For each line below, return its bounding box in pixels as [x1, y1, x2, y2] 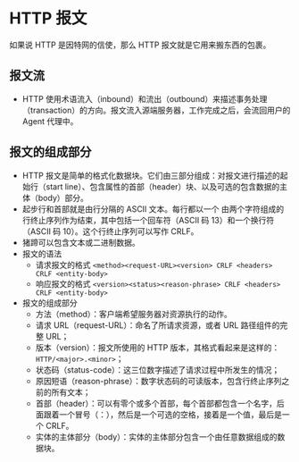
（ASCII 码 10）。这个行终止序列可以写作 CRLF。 [21, 225, 199, 237]
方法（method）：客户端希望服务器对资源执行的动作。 [35, 308, 232, 319]
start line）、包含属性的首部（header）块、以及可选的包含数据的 [46, 181, 280, 192]
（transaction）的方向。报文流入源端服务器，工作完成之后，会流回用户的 [21, 105, 291, 115]
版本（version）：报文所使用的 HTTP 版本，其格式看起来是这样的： [35, 341, 280, 353]
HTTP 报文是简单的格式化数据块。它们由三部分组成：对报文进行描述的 [21, 170, 281, 181]
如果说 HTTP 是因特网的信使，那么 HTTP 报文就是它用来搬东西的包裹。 [9, 39, 271, 50]
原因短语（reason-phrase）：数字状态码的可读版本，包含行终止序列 [35, 375, 282, 386]
